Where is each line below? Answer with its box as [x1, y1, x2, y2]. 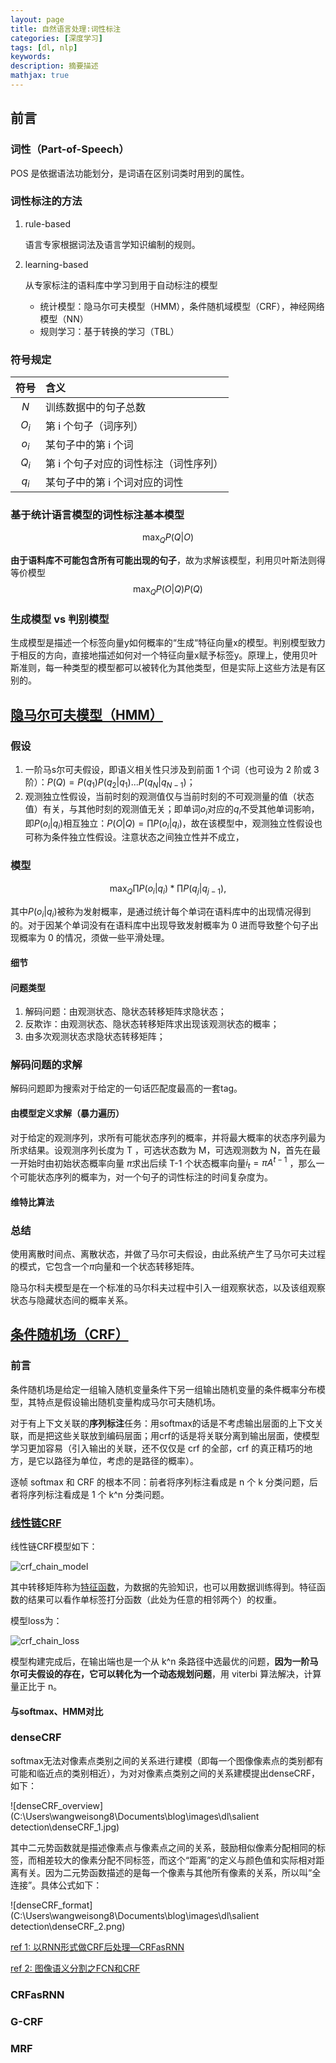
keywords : [10, 52, 52, 62]
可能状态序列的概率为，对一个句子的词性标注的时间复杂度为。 [18, 1171, 273, 1183]
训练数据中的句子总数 [45, 401, 147, 415]
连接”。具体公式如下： [10, 1879, 103, 1891]
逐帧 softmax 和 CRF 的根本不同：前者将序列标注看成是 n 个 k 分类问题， [10, 1476, 310, 1488]
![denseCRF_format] [10, 1899, 93, 1911]
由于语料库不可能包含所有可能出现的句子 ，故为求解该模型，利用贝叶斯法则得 [10, 554, 326, 566]
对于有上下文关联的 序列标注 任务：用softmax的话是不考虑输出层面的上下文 [10, 1417, 315, 1429]
